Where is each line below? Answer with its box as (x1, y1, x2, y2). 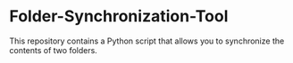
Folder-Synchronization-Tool (9, 6, 229, 27)
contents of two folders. (9, 44, 98, 55)
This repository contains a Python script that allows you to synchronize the (9, 35, 285, 46)
